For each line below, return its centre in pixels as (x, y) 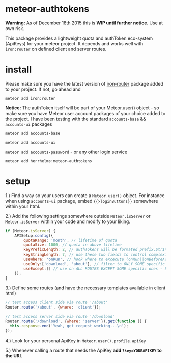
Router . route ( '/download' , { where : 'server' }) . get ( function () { (76, 321)
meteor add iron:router (31, 98)
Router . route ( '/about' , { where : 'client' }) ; (53, 308)
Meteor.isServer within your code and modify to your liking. (68, 221)
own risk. (15, 28)
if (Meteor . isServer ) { (31, 231)
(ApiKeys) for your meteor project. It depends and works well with (74, 43)
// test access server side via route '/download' (60, 317)
